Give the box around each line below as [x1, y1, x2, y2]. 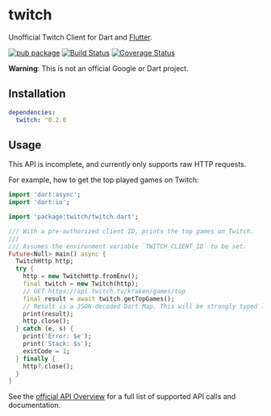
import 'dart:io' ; [8, 198, 70, 206]
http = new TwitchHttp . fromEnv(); [23, 272, 139, 281]
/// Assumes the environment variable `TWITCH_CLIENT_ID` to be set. [8, 242, 248, 251]
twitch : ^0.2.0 [15, 115, 67, 124]
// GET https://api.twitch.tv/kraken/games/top [23, 287, 186, 295]
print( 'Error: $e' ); [23, 332, 92, 340]
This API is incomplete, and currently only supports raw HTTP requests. [8, 160, 247, 169]
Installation [8, 87, 66, 101]
